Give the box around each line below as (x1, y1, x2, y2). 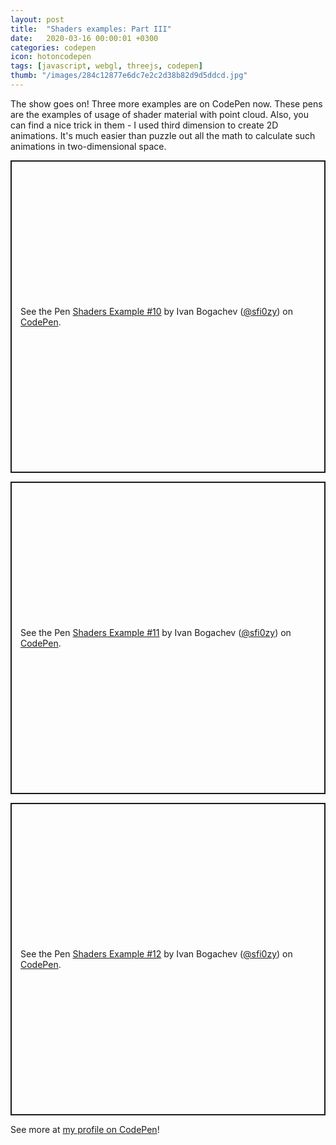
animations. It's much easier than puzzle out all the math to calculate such (10, 129, 316, 141)
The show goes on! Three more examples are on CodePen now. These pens (10, 97, 323, 110)
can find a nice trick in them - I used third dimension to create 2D (10, 119, 279, 131)
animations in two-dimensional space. (10, 140, 167, 152)
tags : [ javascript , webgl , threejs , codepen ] (10, 61, 203, 71)
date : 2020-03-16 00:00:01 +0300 (10, 33, 159, 43)
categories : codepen (10, 42, 97, 53)
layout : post (10, 14, 65, 25)
